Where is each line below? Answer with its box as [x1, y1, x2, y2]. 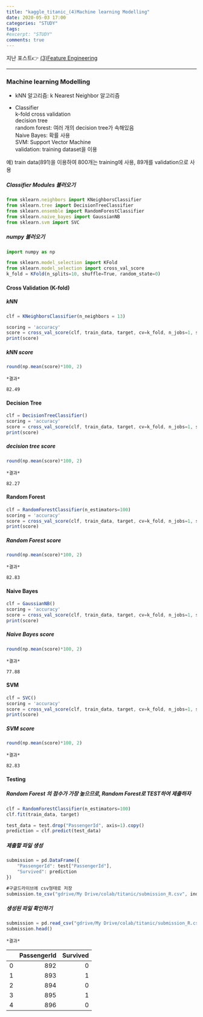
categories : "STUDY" [6, 20, 59, 26]
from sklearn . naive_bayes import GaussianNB [6, 213, 120, 220]
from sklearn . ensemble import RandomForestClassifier [6, 208, 145, 214]
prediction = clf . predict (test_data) [6, 828, 101, 834]
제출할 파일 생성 [6, 841, 43, 849]
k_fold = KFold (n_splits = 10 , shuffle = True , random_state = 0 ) [6, 271, 161, 277]
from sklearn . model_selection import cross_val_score [6, 265, 145, 271]
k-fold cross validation [14, 110, 71, 118]
